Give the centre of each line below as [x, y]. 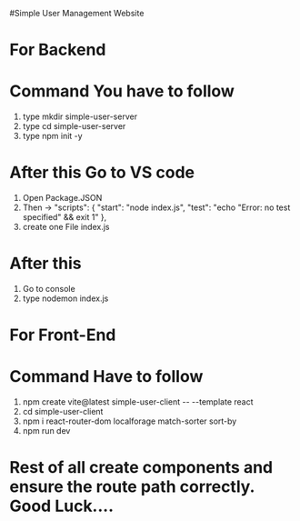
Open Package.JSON [62, 198]
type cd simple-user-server [74, 126]
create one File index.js [66, 227]
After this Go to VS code [102, 173]
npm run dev [46, 431]
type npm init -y [53, 136]
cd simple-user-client [63, 412]
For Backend [58, 50]
